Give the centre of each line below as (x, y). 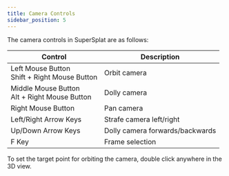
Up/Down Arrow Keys (46, 130)
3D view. (20, 166)
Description (160, 57)
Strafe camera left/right (142, 119)
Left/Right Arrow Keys (46, 119)
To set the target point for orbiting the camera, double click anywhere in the (114, 159)
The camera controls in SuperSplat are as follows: (78, 39)
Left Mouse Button (41, 68)
